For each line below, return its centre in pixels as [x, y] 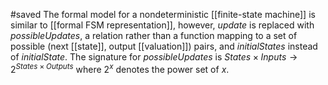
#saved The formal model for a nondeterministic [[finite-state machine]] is [163, 14]
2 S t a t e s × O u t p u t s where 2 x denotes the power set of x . [120, 68]
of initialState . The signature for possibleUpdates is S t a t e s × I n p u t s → [154, 57]
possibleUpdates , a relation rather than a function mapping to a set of [154, 35]
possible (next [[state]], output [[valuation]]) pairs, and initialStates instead [164, 46]
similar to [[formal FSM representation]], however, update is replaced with [162, 25]
